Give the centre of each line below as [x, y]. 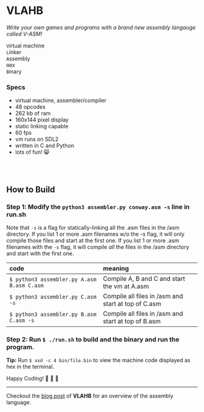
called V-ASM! [24, 33]
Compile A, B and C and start [144, 278]
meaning [116, 268]
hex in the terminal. [30, 367]
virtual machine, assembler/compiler [61, 100]
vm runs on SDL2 [37, 139]
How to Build [31, 189]
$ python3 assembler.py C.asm [53, 297]
